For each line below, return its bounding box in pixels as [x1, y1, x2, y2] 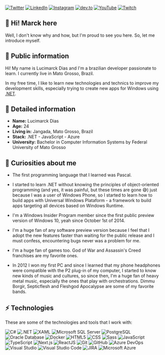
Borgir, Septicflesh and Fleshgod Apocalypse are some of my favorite [12, 284, 154, 289]
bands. [12, 288, 27, 295]
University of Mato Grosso [12, 144, 66, 150]
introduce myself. [5, 37, 41, 43]
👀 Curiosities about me [5, 159, 77, 167]
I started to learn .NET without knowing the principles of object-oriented [12, 182, 159, 188]
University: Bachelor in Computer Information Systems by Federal [12, 139, 147, 145]
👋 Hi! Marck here [5, 19, 57, 27]
